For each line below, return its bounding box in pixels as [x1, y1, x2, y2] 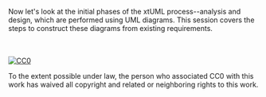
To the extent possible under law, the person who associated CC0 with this [8, 72, 254, 80]
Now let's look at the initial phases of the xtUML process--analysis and [8, 7, 241, 16]
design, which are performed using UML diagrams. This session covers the [8, 15, 255, 25]
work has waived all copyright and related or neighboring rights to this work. [8, 80, 259, 89]
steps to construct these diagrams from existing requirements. [8, 24, 213, 33]
